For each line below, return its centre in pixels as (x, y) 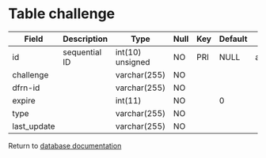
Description (85, 39)
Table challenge (62, 14)
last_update (34, 126)
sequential (82, 52)
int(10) (128, 52)
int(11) (128, 100)
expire (24, 100)
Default (233, 39)
